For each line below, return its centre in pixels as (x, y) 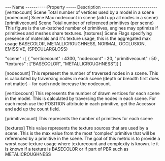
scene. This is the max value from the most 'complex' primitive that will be (80, 133)
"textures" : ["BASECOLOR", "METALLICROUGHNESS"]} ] (63, 64)
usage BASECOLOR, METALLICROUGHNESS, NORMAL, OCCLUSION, (76, 44)
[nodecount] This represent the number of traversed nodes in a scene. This (82, 73)
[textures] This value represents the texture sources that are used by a (77, 128)
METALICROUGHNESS (28, 154)
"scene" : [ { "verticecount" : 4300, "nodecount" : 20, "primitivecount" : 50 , (82, 58)
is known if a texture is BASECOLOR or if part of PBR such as (67, 149)
